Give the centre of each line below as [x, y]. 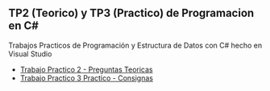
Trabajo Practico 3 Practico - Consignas [86, 78]
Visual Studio [30, 54]
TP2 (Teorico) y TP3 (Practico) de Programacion [131, 13]
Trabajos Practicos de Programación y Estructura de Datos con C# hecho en [135, 45]
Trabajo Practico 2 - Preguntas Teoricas [86, 69]
